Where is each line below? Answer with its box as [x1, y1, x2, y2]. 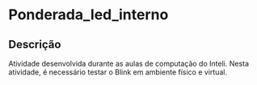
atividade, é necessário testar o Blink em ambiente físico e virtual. [8, 67, 228, 77]
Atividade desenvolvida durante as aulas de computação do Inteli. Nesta [8, 59, 249, 68]
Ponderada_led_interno [8, 6, 169, 24]
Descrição [8, 38, 61, 51]
